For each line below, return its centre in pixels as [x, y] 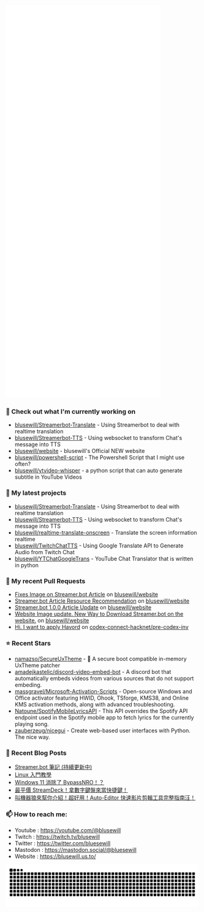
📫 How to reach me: [37, 814]
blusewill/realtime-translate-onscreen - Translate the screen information [106, 532]
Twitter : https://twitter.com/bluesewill [62, 843]
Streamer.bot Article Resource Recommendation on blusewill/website [102, 601]
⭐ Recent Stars [28, 643]
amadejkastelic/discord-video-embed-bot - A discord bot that [93, 672]
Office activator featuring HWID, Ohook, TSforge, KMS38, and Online [102, 698]
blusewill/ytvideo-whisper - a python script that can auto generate [98, 471]
